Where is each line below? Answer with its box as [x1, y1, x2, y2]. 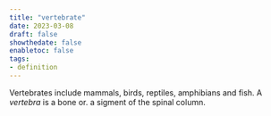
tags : [9, 54, 30, 63]
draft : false [9, 29, 58, 38]
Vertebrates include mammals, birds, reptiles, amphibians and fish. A [9, 87, 262, 98]
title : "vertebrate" [9, 12, 87, 22]
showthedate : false [9, 37, 82, 47]
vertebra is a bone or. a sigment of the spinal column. [9, 96, 206, 107]
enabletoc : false [9, 46, 74, 55]
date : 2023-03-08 [9, 21, 74, 30]
